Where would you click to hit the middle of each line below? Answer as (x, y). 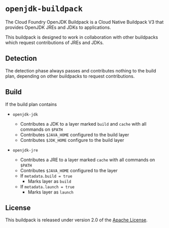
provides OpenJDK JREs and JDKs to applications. (58, 27)
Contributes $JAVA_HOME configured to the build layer (75, 135)
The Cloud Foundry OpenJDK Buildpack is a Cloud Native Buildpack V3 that (84, 22)
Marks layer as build (49, 181)
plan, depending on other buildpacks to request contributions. (70, 76)
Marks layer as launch (50, 192)
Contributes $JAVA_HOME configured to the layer (69, 170)
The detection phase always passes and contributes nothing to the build (81, 70)
